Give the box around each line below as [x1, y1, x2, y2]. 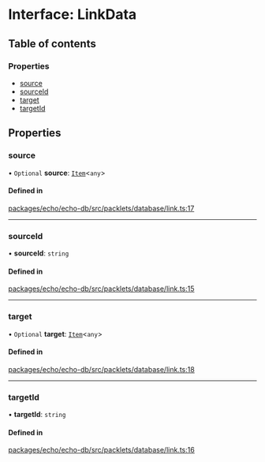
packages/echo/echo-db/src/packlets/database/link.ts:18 [8, 364, 195, 374]
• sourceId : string [8, 248, 69, 258]
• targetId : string [8, 410, 66, 419]
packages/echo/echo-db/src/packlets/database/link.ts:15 [8, 284, 195, 293]
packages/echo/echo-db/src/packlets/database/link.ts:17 [8, 203, 195, 213]
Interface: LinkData [8, 6, 137, 24]
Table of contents [8, 37, 96, 50]
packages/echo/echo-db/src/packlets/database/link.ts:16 [8, 445, 195, 455]
